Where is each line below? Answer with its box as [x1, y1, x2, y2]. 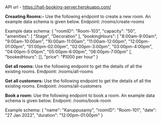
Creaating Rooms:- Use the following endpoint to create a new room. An [5, 14, 151, 19]
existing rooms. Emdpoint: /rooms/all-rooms [5, 69, 93, 74]
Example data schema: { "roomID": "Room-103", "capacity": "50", [5, 28, 136, 34]
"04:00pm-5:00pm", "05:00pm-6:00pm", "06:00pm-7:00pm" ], [5, 49, 132, 54]
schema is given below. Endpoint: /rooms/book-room [5, 98, 111, 104]
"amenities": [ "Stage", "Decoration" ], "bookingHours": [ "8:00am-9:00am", [5, 34, 158, 39]
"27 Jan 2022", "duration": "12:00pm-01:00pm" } [5, 112, 103, 118]
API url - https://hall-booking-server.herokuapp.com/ [5, 4, 111, 10]
